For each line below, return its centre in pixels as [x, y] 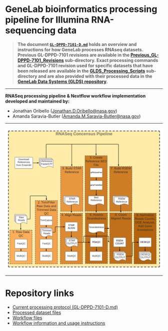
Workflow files [27, 318]
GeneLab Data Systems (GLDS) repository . [62, 81]
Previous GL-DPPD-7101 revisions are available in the [73, 55]
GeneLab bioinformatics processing [81, 9]
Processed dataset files [37, 312]
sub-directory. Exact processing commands [111, 60]
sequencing [30, 30]
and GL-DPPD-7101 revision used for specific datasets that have [85, 65]
